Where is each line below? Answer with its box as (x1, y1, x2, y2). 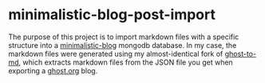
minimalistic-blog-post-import (8, 6, 216, 24)
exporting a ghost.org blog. (8, 65, 98, 75)
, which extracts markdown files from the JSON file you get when (18, 57, 233, 67)
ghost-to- (224, 49, 257, 58)
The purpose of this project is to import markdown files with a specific (8, 32, 239, 41)
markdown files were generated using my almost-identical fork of (8, 49, 223, 58)
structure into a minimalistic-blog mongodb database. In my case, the (8, 40, 237, 49)
